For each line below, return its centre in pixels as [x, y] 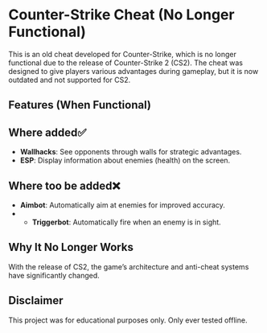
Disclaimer [36, 300]
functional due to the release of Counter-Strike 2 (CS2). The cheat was [126, 63]
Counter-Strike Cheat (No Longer [121, 15]
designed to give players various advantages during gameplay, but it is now [133, 71]
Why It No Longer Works [71, 247]
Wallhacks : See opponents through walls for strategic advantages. [131, 152]
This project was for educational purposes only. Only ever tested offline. [128, 320]
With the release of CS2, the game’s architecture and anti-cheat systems [129, 266]
